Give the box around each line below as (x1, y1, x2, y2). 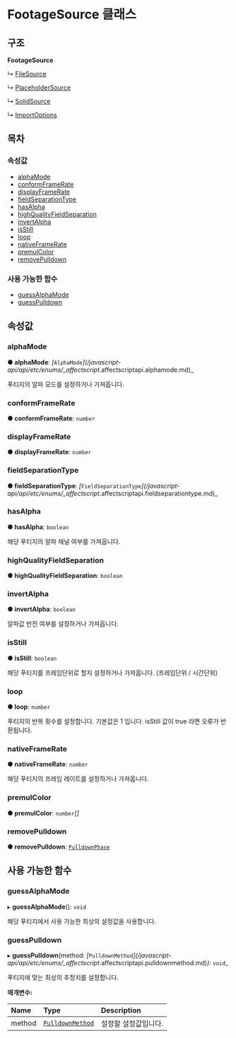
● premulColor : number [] (7, 808, 80, 817)
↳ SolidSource (7, 97, 51, 105)
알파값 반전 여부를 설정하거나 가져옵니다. (7, 620, 119, 628)
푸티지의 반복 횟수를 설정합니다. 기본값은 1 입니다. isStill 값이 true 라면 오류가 (7, 717, 219, 726)
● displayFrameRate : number (7, 448, 92, 456)
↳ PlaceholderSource (7, 83, 71, 92)
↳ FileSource (7, 70, 47, 78)
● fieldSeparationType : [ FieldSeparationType (7, 481, 142, 490)
